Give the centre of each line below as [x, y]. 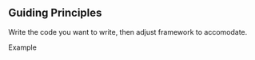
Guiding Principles [55, 13]
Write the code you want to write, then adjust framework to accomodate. [128, 32]
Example [23, 47]
